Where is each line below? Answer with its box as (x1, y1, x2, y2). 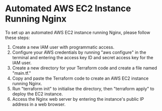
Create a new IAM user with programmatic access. (12, 44, 115, 50)
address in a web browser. (12, 101, 66, 107)
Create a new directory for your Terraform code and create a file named (12, 65, 158, 71)
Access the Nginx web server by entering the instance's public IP (12, 96, 144, 102)
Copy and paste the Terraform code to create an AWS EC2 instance (12, 75, 149, 81)
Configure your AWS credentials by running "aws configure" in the (12, 49, 146, 55)
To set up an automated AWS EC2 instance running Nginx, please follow (5, 29, 150, 35)
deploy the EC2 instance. (12, 91, 63, 97)
